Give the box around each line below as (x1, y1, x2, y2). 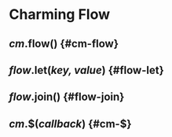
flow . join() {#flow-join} (9, 91, 125, 104)
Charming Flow (9, 6, 111, 24)
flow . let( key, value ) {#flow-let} (9, 63, 164, 76)
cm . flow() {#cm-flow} (9, 37, 119, 50)
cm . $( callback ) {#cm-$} (9, 117, 132, 131)
